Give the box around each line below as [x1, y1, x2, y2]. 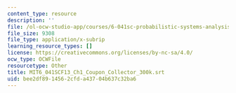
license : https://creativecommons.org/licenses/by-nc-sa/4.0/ [7, 50, 193, 57]
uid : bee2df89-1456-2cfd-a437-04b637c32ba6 [7, 75, 137, 83]
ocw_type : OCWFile [7, 56, 61, 63]
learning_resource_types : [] [7, 43, 93, 50]
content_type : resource [7, 10, 77, 17]
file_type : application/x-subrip [7, 36, 105, 43]
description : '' [7, 17, 55, 24]
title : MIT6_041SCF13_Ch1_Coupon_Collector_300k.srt [7, 69, 165, 76]
